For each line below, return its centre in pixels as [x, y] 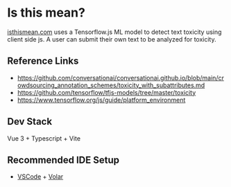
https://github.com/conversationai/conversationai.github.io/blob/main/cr [120, 78]
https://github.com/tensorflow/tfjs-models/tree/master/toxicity [106, 92]
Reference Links [43, 61]
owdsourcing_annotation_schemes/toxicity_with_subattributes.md [111, 85]
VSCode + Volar [40, 177]
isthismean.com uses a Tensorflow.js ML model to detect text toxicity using [114, 32]
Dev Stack [30, 122]
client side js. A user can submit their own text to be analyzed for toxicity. [112, 39]
